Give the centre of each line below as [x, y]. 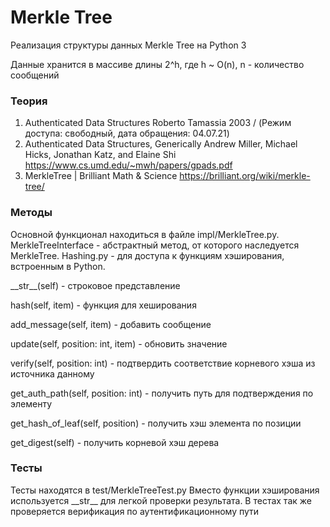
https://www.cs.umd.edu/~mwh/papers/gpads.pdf [128, 165]
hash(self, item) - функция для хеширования [103, 305]
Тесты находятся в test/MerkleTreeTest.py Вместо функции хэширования [165, 490]
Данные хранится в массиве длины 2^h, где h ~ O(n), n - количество [157, 64]
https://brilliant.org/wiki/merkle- [245, 176]
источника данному [52, 373]
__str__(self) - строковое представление [95, 285]
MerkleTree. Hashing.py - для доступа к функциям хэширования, [147, 255]
